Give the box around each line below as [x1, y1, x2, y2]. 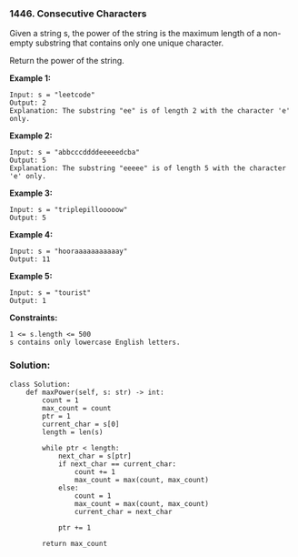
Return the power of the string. [9, 56, 124, 66]
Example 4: [9, 229, 53, 240]
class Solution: [9, 380, 71, 389]
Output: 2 [9, 98, 47, 107]
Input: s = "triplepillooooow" [9, 206, 128, 215]
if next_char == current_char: [57, 459, 177, 469]
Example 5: [9, 271, 53, 282]
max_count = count [42, 403, 112, 412]
